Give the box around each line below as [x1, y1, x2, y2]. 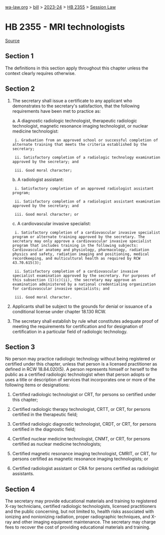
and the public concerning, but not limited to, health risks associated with [5, 508, 154, 514]
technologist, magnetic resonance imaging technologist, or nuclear [12, 123, 149, 129]
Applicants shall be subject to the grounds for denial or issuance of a [12, 303, 152, 309]
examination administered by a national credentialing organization [12, 282, 156, 287]
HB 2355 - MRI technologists [5, 22, 125, 33]
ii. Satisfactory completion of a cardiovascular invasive [14, 268, 138, 274]
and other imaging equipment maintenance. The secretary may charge [12, 519, 156, 525]
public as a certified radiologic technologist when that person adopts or [5, 371, 150, 377]
